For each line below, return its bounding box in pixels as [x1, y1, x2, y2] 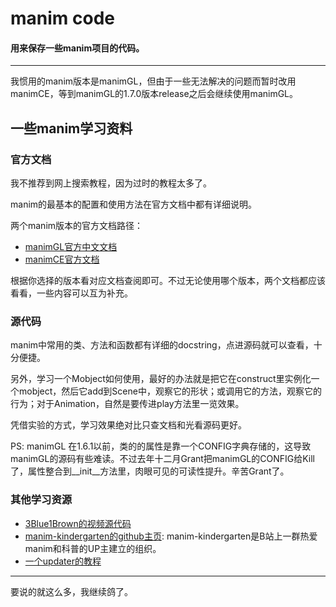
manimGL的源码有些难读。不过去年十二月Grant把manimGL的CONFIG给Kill [10, 453, 315, 465]
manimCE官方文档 [24, 253, 100, 266]
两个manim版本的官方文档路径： [10, 220, 144, 232]
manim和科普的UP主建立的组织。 [24, 542, 162, 554]
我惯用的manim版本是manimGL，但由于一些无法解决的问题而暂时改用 [10, 75, 297, 87]
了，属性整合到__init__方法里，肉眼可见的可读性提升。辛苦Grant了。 [10, 465, 290, 477]
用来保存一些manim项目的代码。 [10, 42, 145, 54]
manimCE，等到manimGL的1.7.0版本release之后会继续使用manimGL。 [10, 88, 299, 100]
